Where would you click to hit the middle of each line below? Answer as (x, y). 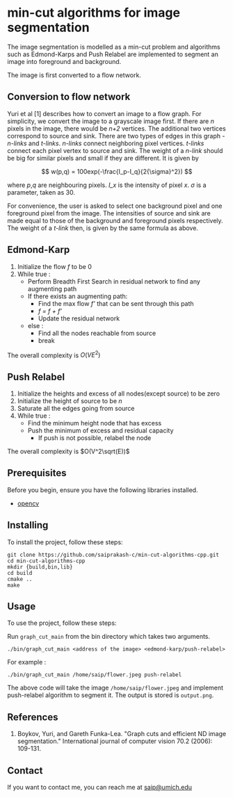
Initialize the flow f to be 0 (54, 266)
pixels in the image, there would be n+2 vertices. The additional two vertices (116, 128)
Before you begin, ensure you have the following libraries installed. (103, 490)
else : (35, 325)
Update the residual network (79, 318)
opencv (28, 503)
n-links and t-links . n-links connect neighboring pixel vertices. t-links (106, 143)
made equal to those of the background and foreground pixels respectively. (115, 220)
